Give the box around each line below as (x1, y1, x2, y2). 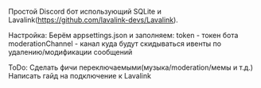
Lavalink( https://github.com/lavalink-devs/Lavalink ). (8, 15, 179, 25)
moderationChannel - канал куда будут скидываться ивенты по (8, 39, 221, 48)
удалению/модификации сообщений (8, 48, 133, 56)
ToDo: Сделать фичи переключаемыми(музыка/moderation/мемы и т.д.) (8, 63, 253, 72)
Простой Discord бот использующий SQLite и (8, 7, 162, 16)
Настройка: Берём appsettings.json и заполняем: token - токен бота (8, 31, 239, 40)
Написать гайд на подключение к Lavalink (8, 71, 151, 80)
